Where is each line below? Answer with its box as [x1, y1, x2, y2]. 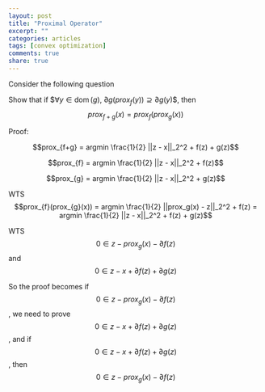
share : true [8, 57, 48, 65]
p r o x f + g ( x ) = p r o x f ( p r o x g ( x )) [87, 109, 184, 121]
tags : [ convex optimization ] [8, 42, 107, 50]
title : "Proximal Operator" [8, 19, 103, 27]
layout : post [8, 11, 53, 20]
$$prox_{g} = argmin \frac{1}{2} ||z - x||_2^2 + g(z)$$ [46, 174, 225, 183]
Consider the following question [8, 78, 115, 89]
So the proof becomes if [8, 282, 90, 292]
